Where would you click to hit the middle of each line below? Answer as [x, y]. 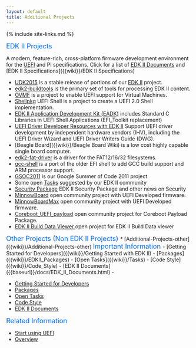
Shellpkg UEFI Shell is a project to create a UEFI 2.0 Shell [84, 101]
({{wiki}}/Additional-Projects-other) [49, 247]
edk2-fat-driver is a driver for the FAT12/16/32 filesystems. [86, 157]
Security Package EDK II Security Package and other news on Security [100, 189]
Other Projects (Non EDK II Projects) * [64, 238]
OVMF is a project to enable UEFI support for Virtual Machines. [91, 94]
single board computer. [43, 151]
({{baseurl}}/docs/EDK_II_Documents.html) [58, 272]
